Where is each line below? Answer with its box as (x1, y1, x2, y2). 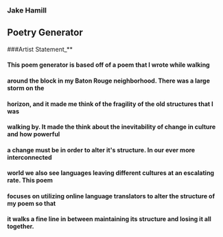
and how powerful (7, 130, 60, 138)
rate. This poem (7, 176, 54, 185)
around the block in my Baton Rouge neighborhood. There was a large (7, 76, 211, 85)
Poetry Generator (7, 27, 84, 39)
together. (7, 223, 34, 231)
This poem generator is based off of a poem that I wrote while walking (7, 61, 211, 69)
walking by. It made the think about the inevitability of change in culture (7, 123, 216, 131)
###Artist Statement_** (7, 45, 73, 53)
